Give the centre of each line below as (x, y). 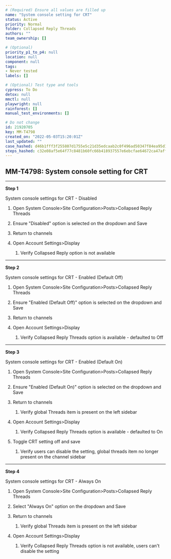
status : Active (21, 19)
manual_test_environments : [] (37, 113)
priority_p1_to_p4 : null (32, 52)
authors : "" (18, 34)
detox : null (18, 95)
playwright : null (24, 104)
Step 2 (12, 268)
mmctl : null (18, 99)
